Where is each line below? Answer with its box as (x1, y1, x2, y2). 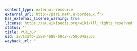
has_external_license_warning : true (5, 16, 80, 21)
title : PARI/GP (5, 30, 36, 34)
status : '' (5, 25, 27, 30)
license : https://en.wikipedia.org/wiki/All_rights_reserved (5, 20, 133, 26)
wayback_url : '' (5, 39, 38, 44)
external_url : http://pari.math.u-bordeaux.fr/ (5, 12, 104, 17)
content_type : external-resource (5, 7, 73, 12)
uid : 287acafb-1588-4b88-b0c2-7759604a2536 (5, 34, 95, 39)
